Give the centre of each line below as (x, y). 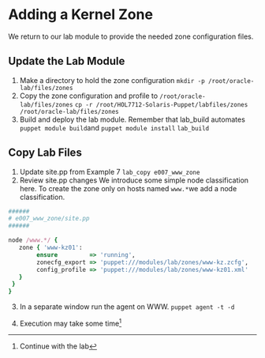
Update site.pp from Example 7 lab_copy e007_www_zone (110, 171)
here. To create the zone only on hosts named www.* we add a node (128, 188)
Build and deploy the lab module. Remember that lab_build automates (132, 119)
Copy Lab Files (45, 153)
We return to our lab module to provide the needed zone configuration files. (131, 36)
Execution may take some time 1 (71, 323)
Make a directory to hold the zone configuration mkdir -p (112, 80)
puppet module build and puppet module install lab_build (114, 127)
